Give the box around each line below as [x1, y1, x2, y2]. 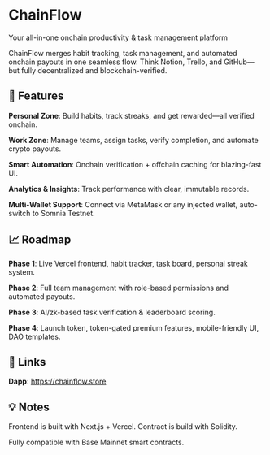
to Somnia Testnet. [32, 208, 95, 218]
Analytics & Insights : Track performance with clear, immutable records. [8, 184, 250, 193]
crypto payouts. [8, 144, 62, 154]
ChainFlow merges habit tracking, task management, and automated [8, 48, 237, 58]
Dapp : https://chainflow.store [8, 376, 107, 387]
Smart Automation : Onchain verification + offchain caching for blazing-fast [8, 159, 262, 169]
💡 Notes [8, 400, 50, 414]
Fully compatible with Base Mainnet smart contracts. [8, 437, 185, 448]
